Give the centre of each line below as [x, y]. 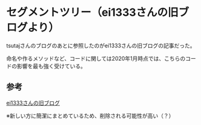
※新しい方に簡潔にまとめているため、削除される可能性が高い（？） [90, 115]
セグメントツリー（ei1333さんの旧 [92, 12]
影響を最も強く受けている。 [51, 66]
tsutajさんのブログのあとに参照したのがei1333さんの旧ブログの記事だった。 [101, 46]
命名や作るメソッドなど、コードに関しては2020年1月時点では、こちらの [96, 58]
